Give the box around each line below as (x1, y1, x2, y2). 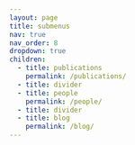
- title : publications (17, 64, 103, 73)
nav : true (9, 30, 47, 39)
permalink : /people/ (25, 96, 103, 106)
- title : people (17, 88, 78, 97)
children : (9, 55, 47, 64)
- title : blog (17, 113, 70, 122)
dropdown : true (9, 47, 67, 56)
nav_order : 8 (9, 38, 58, 48)
